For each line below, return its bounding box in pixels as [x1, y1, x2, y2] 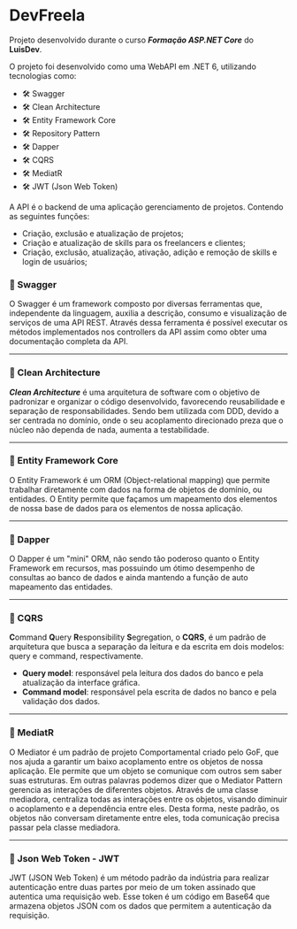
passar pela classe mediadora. [9, 822, 121, 833]
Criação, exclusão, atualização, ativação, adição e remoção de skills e [21, 247, 278, 257]
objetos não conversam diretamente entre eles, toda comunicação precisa [9, 812, 280, 823]
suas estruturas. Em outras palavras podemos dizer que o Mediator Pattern [9, 775, 283, 786]
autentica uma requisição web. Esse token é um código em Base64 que [9, 891, 270, 902]
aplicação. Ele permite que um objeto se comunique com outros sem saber [9, 765, 283, 776]
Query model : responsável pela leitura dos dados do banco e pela [21, 668, 263, 679]
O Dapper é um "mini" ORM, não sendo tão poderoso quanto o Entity [9, 554, 260, 564]
